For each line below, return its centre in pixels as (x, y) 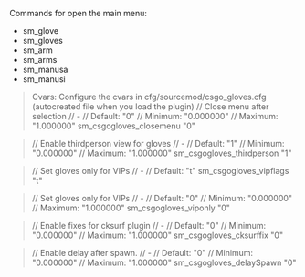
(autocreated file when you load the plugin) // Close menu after (150, 107)
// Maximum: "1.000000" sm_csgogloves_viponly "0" (131, 208)
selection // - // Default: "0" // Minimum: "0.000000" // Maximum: (155, 116)
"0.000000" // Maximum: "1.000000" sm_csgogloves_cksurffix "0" (158, 235)
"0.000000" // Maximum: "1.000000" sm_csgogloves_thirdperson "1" (162, 153)
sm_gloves (43, 41)
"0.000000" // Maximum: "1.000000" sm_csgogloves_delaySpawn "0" (164, 262)
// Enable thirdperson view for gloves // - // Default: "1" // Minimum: (158, 144)
